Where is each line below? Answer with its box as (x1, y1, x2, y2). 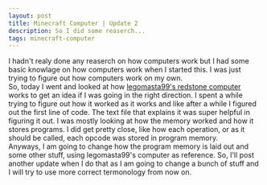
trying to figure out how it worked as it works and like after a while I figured (8, 99, 257, 109)
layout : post (8, 11, 52, 20)
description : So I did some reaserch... (8, 27, 146, 35)
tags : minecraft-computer (8, 34, 95, 43)
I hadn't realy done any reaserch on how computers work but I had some (8, 56, 249, 66)
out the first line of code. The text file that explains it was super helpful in (8, 108, 251, 117)
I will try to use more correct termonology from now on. (8, 167, 191, 177)
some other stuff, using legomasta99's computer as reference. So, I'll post (8, 150, 255, 160)
